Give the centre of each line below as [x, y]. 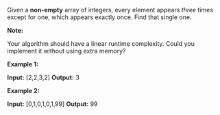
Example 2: [23, 91]
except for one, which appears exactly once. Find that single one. [99, 17]
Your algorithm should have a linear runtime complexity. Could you [101, 43]
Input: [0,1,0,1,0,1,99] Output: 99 [52, 104]
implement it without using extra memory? [66, 51]
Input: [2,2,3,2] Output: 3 [44, 77]
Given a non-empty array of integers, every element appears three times [110, 10]
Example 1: [23, 64]
